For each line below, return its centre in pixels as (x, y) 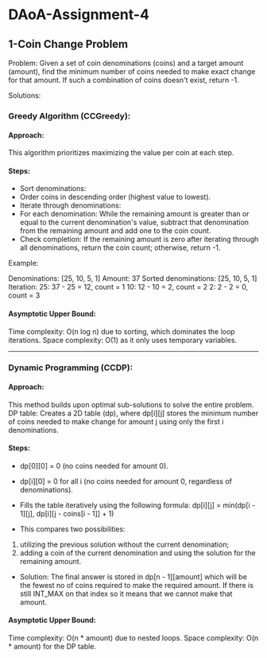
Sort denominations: (53, 189)
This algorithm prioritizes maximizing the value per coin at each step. (121, 153)
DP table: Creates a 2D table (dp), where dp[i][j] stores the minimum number (133, 413)
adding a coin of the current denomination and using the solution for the (137, 553)
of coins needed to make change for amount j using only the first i (116, 421)
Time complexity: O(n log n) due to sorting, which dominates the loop (122, 331)
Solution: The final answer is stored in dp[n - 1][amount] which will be (133, 576)
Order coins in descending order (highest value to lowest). (115, 197)
